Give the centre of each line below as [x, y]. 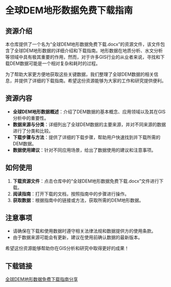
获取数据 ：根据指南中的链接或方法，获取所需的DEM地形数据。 [78, 200]
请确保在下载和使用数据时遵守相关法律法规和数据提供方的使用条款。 [84, 231]
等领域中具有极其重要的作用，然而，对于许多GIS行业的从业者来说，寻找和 [83, 57]
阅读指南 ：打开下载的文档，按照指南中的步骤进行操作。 [71, 194]
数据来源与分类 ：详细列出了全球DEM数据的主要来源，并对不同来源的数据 [89, 124]
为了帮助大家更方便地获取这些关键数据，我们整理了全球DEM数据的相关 [80, 74]
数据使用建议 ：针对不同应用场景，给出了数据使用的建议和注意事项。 [84, 150]
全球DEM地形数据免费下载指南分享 [42, 279]
